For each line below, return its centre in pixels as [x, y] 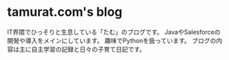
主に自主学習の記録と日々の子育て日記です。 [82, 49]
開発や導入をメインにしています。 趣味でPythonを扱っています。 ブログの [112, 40]
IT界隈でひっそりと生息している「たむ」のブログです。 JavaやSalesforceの [114, 32]
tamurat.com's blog [65, 12]
